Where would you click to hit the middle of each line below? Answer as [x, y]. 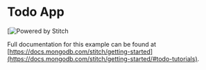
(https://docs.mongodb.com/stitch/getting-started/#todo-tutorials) [102, 58]
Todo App [36, 12]
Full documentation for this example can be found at [81, 44]
